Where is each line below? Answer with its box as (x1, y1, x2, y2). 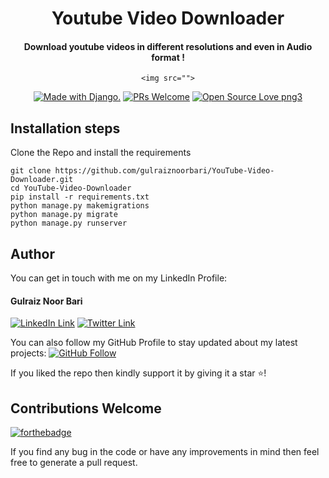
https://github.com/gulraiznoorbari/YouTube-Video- (54, 166, 275, 176)
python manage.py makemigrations (10, 201, 150, 211)
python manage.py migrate (10, 210, 118, 220)
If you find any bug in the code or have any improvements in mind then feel (10, 446, 320, 458)
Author (10, 245, 55, 262)
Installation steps (10, 120, 121, 137)
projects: (10, 347, 47, 359)
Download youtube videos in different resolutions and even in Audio (23, 40, 313, 52)
